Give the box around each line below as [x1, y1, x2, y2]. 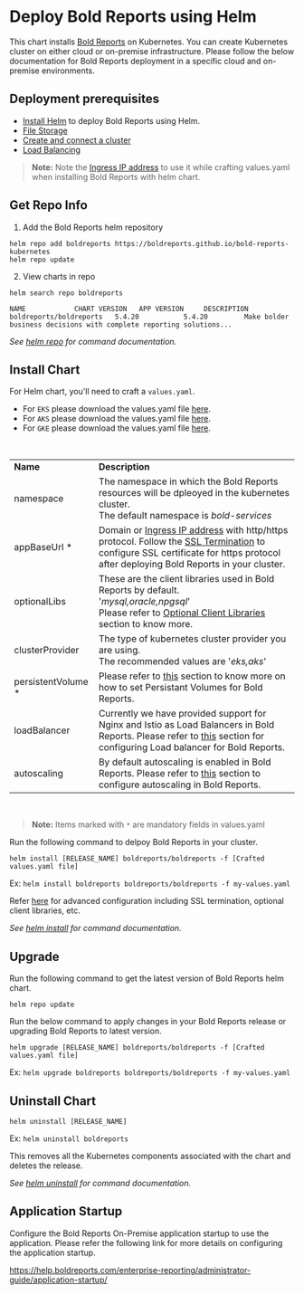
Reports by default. [98, 584, 180, 596]
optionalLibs [14, 595, 66, 608]
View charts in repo [22, 271, 96, 281]
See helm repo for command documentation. [9, 336, 177, 347]
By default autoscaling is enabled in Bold [98, 756, 271, 768]
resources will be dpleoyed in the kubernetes [98, 487, 290, 500]
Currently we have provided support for [98, 708, 267, 720]
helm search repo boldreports [9, 288, 124, 298]
